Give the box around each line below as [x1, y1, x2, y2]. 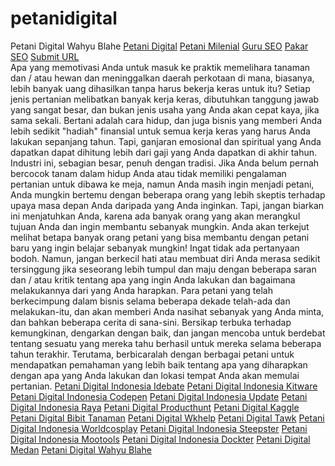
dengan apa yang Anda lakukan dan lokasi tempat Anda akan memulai [10, 369, 300, 381]
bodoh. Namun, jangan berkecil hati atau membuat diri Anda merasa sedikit [10, 252, 321, 264]
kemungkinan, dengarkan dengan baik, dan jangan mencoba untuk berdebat [10, 327, 326, 339]
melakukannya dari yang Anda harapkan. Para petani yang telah [10, 284, 273, 296]
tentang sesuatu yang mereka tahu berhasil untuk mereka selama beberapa [10, 337, 322, 349]
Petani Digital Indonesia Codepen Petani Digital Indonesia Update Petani [10, 390, 308, 402]
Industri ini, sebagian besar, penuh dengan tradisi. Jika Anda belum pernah [10, 157, 320, 169]
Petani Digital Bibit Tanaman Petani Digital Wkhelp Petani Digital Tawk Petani [10, 412, 325, 424]
